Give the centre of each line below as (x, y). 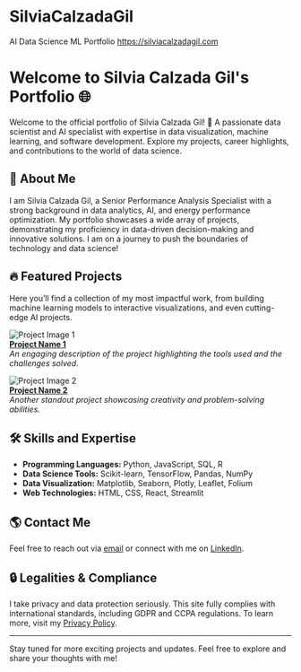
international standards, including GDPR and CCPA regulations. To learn (142, 613)
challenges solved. (44, 363)
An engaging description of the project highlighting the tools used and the (146, 353)
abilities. (25, 409)
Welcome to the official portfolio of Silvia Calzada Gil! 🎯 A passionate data (145, 122)
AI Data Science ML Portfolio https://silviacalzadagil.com (114, 41)
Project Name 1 (38, 344)
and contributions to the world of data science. (96, 151)
